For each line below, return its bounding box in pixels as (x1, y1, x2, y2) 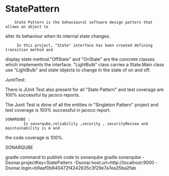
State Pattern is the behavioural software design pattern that (14, 20, 153, 25)
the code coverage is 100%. (5, 135, 64, 141)
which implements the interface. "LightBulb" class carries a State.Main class (5, 61, 164, 67)
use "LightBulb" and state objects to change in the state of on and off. (5, 67, 151, 73)
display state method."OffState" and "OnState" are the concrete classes (5, 56, 155, 62)
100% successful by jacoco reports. (5, 92, 80, 98)
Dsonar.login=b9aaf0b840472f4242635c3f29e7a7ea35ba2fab (5, 165, 137, 171)
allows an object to (5, 24, 49, 29)
